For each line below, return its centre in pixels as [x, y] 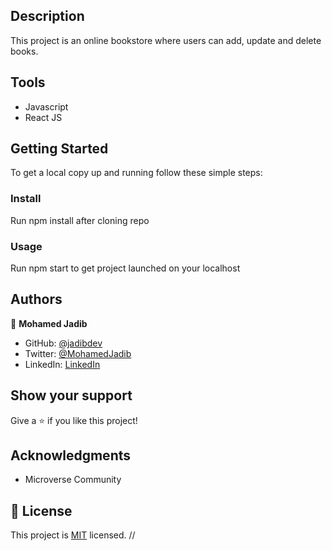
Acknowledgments [71, 455]
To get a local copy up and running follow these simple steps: [136, 173]
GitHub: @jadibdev [63, 343]
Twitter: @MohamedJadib [78, 353]
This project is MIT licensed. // [73, 535]
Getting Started [59, 149]
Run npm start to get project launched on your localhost [125, 268]
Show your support [71, 395]
